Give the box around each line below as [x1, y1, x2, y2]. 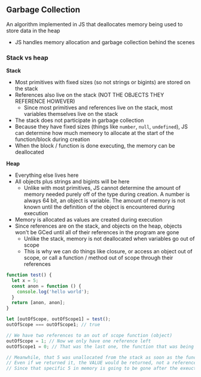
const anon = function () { [11, 283, 82, 289]
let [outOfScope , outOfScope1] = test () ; [6, 316, 111, 322]
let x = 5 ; [11, 277, 39, 283]
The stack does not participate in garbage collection [14, 117, 144, 124]
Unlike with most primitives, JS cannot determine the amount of [23, 185, 181, 192]
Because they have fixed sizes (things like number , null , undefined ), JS [14, 123, 188, 130]
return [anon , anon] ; [11, 300, 66, 306]
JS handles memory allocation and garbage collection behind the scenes [14, 38, 195, 45]
